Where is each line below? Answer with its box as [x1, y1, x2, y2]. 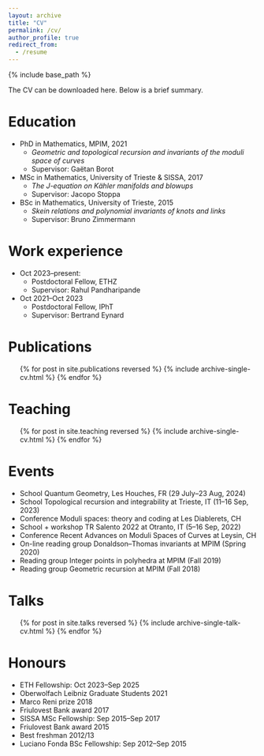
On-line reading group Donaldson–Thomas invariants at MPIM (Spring [19, 539, 247, 548]
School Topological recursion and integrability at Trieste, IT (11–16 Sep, [19, 497, 249, 506]
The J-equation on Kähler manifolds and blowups [31, 181, 194, 190]
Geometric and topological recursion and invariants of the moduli [31, 147, 244, 156]
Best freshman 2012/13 [19, 730, 95, 739]
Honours [8, 653, 67, 671]
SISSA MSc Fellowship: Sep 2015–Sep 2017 [19, 713, 161, 723]
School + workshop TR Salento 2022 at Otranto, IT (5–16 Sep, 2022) [19, 522, 242, 532]
